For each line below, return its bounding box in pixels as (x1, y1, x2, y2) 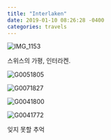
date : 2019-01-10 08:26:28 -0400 (7, 17, 105, 24)
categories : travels (7, 23, 68, 30)
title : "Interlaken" (7, 10, 68, 17)
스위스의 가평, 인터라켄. (7, 56, 71, 65)
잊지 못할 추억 (7, 125, 45, 134)
